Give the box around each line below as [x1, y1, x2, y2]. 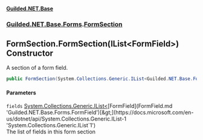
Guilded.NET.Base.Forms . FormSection [6, 20, 123, 28]
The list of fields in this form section [6, 128, 95, 136]
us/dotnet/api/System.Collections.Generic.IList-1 [6, 115, 127, 122]
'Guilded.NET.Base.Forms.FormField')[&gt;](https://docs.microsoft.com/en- [6, 109, 194, 116]
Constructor [6, 48, 53, 58]
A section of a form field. [6, 64, 68, 72]
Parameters [6, 88, 36, 96]
